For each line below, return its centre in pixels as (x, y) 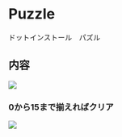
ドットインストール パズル (55, 37)
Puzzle (32, 14)
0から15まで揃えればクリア (61, 107)
